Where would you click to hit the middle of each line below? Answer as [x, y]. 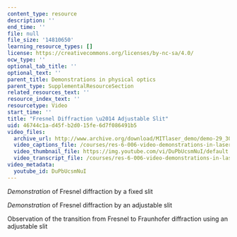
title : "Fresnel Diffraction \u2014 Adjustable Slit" [88, 119]
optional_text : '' [34, 73]
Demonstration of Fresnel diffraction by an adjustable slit [90, 205]
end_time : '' [26, 27]
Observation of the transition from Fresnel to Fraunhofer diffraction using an [117, 219]
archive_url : [33, 138]
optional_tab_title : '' [42, 66]
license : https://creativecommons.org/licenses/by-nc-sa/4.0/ [101, 54]
